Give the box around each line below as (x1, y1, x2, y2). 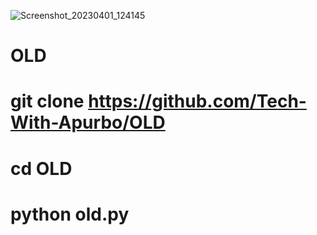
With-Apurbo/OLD (10, 111, 166, 134)
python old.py (10, 203, 130, 225)
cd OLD (10, 157, 73, 180)
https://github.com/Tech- (88, 90, 307, 113)
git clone (10, 90, 85, 113)
